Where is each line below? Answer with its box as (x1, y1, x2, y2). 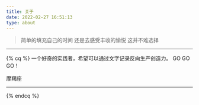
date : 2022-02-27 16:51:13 (6, 14, 73, 20)
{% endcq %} (6, 93, 40, 100)
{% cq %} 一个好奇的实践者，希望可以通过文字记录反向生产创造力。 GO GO (6, 55, 190, 62)
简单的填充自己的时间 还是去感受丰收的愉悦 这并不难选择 (20, 37, 159, 44)
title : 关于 (6, 8, 34, 15)
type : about (6, 20, 36, 26)
